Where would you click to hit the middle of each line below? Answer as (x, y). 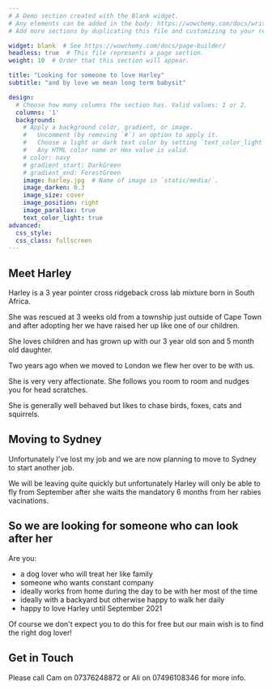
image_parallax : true (59, 211)
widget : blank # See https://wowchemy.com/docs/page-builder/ (117, 45)
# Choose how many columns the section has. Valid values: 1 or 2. (132, 105)
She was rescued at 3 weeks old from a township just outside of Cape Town (135, 317)
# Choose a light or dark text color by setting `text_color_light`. (146, 142)
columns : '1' (38, 113)
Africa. (19, 301)
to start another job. (41, 467)
